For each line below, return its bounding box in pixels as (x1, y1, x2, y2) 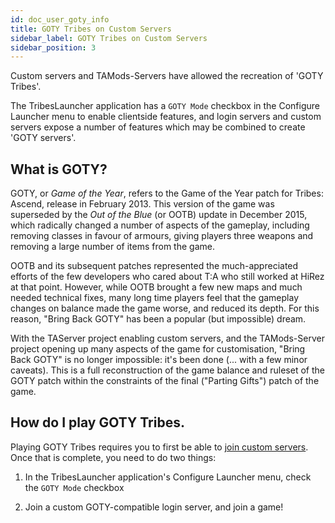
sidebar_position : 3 (10, 42, 97, 53)
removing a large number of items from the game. (10, 241, 215, 253)
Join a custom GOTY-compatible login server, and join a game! (24, 501, 284, 513)
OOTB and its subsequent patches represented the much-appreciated (10, 260, 299, 272)
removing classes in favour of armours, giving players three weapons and (10, 230, 314, 242)
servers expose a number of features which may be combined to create (10, 121, 306, 133)
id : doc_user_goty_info (10, 14, 110, 25)
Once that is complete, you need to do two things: (10, 451, 217, 463)
